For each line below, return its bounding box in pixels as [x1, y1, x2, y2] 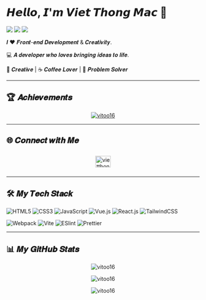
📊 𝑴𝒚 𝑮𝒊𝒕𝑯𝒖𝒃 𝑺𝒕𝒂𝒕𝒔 [6, 244, 80, 254]
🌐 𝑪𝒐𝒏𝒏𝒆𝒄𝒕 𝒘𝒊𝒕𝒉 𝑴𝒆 [6, 135, 80, 146]
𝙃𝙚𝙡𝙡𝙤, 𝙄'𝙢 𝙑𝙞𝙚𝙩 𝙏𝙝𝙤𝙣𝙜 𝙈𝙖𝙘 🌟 [6, 6, 167, 20]
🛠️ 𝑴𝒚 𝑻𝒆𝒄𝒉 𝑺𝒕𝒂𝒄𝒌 [6, 188, 74, 199]
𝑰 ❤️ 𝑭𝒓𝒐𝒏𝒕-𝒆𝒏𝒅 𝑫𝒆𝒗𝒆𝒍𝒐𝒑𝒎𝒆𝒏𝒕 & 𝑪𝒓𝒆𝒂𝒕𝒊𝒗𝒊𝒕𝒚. [6, 38, 112, 45]
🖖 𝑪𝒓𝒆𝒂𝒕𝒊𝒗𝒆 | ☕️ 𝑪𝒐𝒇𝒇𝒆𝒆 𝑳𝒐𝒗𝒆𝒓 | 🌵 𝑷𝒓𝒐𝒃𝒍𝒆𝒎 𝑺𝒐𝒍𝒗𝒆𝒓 [6, 66, 128, 73]
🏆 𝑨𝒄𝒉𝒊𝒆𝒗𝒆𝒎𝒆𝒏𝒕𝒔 [6, 92, 72, 103]
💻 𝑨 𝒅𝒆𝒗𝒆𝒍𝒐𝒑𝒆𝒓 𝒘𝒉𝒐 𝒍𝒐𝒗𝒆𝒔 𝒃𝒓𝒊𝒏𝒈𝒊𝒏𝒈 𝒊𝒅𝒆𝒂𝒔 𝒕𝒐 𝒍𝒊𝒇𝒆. [6, 51, 129, 58]
